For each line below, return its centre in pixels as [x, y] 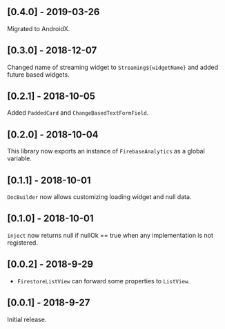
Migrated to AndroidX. [39, 28]
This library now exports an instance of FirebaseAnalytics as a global [106, 151]
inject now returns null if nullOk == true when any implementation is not [110, 235]
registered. [22, 243]
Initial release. [27, 319]
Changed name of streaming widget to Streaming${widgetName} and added [113, 67]
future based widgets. [39, 74]
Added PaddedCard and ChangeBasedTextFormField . [78, 113]
